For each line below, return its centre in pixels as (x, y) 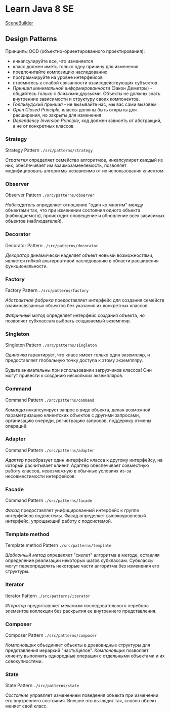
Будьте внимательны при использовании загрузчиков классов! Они (79, 370)
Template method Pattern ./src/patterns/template (58, 545)
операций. (16, 426)
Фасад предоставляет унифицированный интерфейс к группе (72, 510)
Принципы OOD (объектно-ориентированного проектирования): (75, 51)
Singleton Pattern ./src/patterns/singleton (51, 345)
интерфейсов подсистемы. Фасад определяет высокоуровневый (76, 516)
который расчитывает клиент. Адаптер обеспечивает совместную (77, 465)
